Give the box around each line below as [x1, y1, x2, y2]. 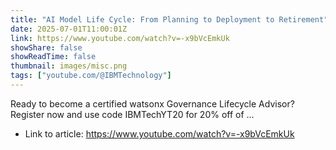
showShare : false [10, 42, 83, 53]
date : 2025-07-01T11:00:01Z [10, 24, 128, 34]
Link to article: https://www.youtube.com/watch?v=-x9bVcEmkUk [24, 127, 295, 140]
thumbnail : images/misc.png [10, 61, 128, 71]
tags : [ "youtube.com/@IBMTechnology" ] [10, 71, 172, 81]
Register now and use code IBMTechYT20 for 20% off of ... [10, 108, 255, 120]
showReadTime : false [10, 52, 97, 62]
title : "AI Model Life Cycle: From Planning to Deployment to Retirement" [10, 14, 329, 25]
